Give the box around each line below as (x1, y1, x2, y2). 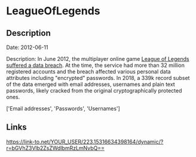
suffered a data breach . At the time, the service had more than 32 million (6, 61, 185, 69)
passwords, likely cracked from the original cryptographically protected (6, 87, 182, 94)
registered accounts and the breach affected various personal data (6, 68, 171, 75)
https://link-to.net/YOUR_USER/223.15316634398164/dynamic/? (6, 138, 164, 145)
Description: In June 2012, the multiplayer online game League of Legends (6, 56, 189, 62)
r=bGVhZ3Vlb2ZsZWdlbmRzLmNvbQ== (6, 144, 105, 152)
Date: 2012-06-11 (6, 44, 48, 51)
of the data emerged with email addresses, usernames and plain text (6, 81, 175, 88)
